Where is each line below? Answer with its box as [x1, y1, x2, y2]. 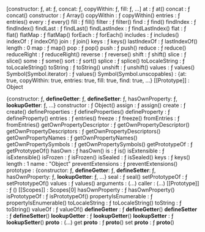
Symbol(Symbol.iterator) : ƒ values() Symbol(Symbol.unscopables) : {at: [6, 70, 187, 77]
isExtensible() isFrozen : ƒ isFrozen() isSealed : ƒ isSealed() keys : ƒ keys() [6, 154, 191, 161]
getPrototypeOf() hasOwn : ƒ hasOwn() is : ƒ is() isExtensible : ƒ [6, 147, 165, 154]
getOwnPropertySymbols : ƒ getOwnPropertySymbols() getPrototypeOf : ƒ [6, 141, 193, 148]
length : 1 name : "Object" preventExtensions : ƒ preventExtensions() [6, 160, 178, 167]
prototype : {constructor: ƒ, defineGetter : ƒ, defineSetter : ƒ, [6, 167, 156, 174]
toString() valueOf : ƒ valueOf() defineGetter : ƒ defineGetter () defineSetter [6, 206, 198, 213]
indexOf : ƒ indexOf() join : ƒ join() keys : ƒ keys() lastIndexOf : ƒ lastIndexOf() [6, 38, 198, 45]
